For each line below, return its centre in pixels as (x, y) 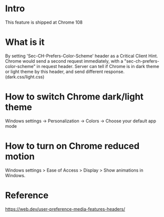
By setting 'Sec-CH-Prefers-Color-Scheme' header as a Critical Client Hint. (82, 56)
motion (20, 156)
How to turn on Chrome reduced (72, 146)
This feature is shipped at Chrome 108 (44, 22)
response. (114, 72)
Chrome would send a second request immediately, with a (64, 61)
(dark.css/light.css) (25, 76)
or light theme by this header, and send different (54, 72)
